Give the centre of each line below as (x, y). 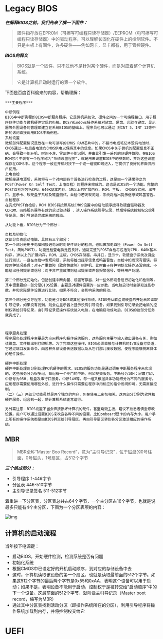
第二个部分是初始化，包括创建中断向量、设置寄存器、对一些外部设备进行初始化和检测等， (81, 280)
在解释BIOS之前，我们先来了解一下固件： (46, 22)
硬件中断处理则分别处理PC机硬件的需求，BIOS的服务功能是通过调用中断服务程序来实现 (79, 368)
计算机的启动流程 (31, 533)
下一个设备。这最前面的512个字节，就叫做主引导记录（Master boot (79, 593)
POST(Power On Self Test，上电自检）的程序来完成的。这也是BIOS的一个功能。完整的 (81, 184)
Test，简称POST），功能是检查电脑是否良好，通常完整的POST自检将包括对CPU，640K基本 (81, 250)
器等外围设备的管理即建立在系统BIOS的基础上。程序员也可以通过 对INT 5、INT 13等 (79, 128)
